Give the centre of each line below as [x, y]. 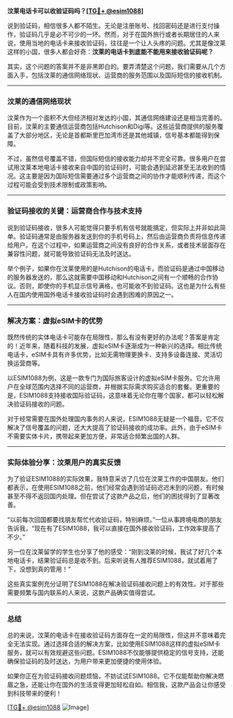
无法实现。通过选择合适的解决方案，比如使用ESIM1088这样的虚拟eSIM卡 [116, 644]
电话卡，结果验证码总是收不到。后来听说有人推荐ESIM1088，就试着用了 [115, 561]
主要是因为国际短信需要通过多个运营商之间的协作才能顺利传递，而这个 [126, 176]
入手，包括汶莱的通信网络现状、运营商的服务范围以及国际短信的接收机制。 [119, 75]
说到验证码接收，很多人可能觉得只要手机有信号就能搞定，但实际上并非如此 [113, 227]
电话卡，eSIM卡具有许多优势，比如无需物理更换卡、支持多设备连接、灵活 [112, 354]
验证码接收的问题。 [40, 404]
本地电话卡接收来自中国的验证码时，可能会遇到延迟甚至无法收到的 [125, 168]
